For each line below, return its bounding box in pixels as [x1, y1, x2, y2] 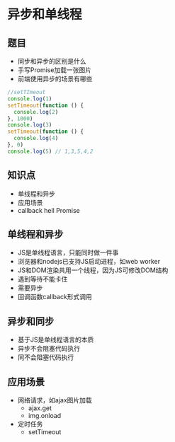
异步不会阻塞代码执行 [17, 344, 80, 353]
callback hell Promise [17, 206, 80, 214]
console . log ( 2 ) [13, 108, 59, 115]
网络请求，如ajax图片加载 [17, 396, 92, 404]
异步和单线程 [7, 6, 83, 23]
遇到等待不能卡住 [17, 275, 68, 284]
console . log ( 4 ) [13, 135, 59, 142]
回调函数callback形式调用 [17, 293, 92, 301]
